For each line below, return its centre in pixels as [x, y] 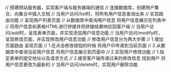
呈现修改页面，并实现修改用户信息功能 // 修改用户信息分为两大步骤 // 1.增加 [84, 39]
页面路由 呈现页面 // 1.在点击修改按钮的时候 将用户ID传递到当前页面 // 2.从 [83, 45]
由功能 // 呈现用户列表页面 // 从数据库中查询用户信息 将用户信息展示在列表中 [86, 20]
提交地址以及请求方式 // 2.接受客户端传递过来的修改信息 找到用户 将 [94, 58]
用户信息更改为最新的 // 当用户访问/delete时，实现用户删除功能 [72, 64]
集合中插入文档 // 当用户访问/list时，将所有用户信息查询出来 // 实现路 [91, 14]
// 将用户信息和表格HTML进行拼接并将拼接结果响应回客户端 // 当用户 [77, 26]
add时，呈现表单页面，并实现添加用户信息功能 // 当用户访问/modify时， [87, 33]
